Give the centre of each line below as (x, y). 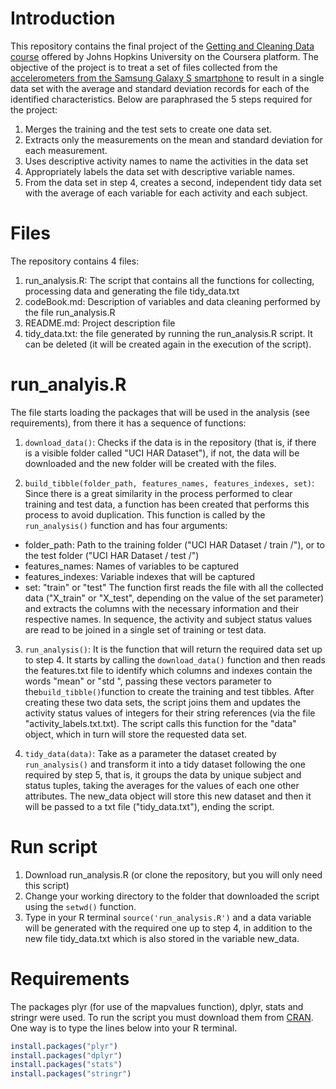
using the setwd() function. (80, 906)
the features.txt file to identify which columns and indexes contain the (168, 670)
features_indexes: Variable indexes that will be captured (140, 576)
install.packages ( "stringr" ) (71, 1074)
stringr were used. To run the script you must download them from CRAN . (162, 1017)
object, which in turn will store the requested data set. (136, 734)
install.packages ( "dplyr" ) (66, 1055)
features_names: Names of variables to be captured (132, 566)
